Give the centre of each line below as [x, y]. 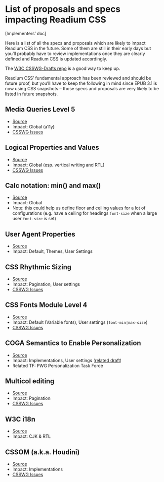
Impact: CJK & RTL [31, 436]
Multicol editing [30, 381]
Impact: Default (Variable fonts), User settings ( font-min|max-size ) [80, 322]
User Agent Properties [40, 234]
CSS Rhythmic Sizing [38, 267]
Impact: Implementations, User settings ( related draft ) [67, 360]
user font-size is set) [34, 219]
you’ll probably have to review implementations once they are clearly [75, 54]
